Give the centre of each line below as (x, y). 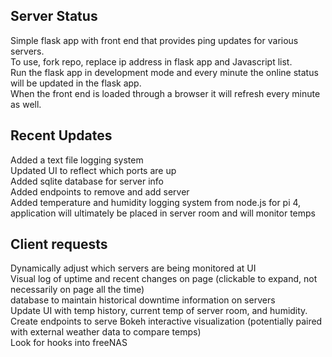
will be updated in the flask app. (76, 83)
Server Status (54, 16)
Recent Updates (61, 135)
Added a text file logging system (77, 160)
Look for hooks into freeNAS (69, 343)
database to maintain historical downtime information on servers (143, 300)
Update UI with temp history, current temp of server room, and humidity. (159, 311)
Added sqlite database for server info (87, 181)
